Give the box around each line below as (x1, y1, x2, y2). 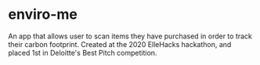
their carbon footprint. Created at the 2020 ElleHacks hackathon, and (8, 39, 232, 49)
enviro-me (8, 5, 78, 23)
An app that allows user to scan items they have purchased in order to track (8, 31, 253, 41)
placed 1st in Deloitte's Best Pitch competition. (8, 48, 157, 57)
